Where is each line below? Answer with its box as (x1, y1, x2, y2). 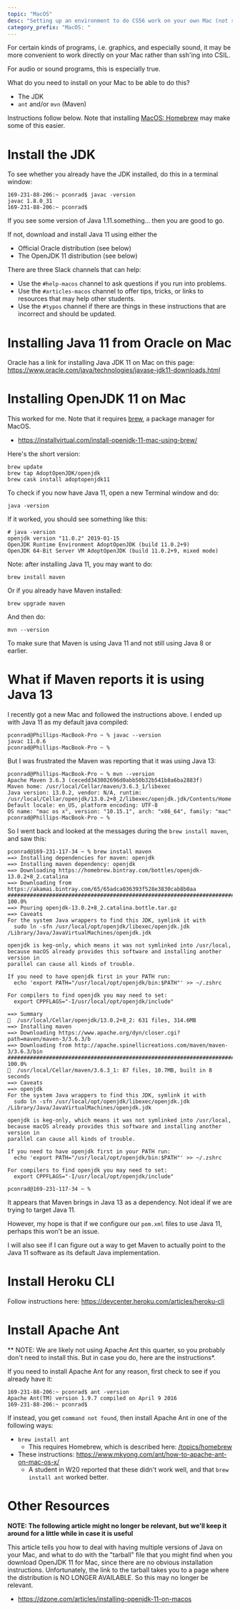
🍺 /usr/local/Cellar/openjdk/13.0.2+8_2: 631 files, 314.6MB (7, 1017, 196, 1025)
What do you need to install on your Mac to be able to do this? (7, 79, 191, 87)
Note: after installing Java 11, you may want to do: (7, 560, 153, 568)
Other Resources (7, 1498, 110, 1514)
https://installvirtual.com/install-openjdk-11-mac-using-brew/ (17, 436, 198, 445)
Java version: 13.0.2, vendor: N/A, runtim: (7, 790, 142, 797)
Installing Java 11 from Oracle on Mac (7, 335, 232, 351)
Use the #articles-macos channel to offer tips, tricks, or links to (17, 287, 204, 296)
